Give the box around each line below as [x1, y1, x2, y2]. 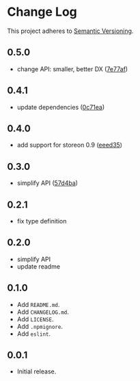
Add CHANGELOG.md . [16, 308, 70, 316]
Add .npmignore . [16, 322, 64, 330]
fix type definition [16, 217, 67, 225]
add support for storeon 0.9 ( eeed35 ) [16, 141, 123, 149]
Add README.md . [16, 300, 60, 308]
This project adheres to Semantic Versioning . [7, 27, 134, 35]
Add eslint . [16, 330, 51, 338]
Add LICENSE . [16, 315, 54, 323]
